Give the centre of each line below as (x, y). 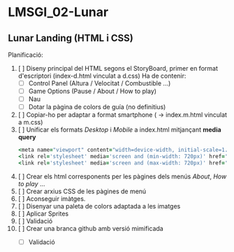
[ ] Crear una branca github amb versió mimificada (90, 228)
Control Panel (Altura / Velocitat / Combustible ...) (100, 83)
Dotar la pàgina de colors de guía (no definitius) (97, 107)
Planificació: (26, 55)
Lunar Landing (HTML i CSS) (71, 38)
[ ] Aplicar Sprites (43, 213)
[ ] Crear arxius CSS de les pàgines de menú (82, 191)
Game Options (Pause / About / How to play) (92, 91)
